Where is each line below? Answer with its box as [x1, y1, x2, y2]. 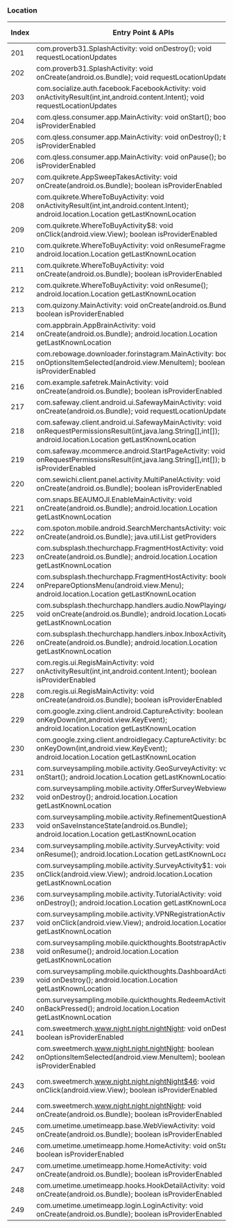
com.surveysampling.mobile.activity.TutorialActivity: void [36, 889, 222, 899]
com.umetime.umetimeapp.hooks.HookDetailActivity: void [36, 1181, 225, 1191]
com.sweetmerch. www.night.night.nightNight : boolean [36, 1043, 214, 1053]
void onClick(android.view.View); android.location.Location [36, 918, 229, 928]
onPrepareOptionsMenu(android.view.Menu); [36, 581, 184, 590]
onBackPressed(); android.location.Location [36, 1004, 180, 1014]
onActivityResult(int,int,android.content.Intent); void [36, 92, 205, 102]
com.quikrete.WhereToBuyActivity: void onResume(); [36, 280, 208, 290]
